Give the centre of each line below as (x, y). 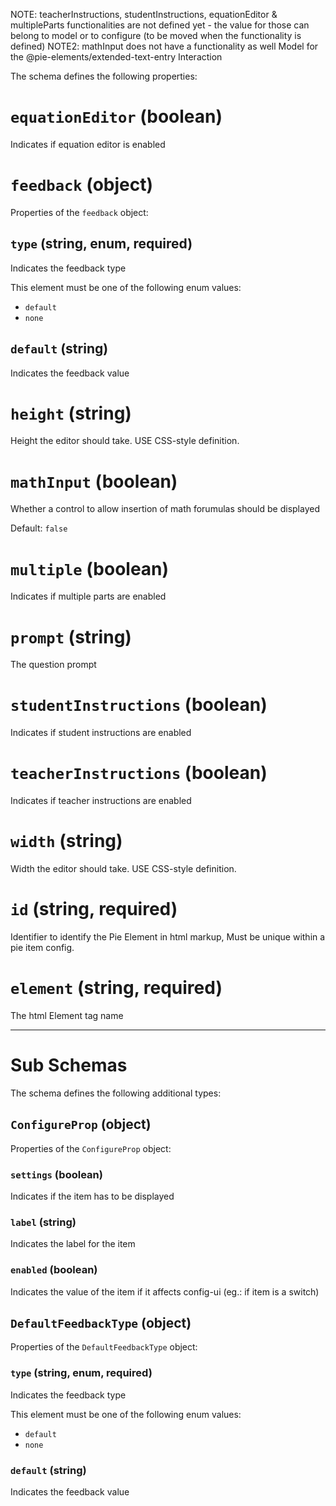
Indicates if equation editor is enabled (88, 144)
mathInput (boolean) (94, 481)
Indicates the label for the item (73, 1244)
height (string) (71, 413)
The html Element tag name (67, 1015)
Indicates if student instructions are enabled (101, 733)
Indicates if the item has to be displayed (92, 1196)
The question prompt (53, 665)
